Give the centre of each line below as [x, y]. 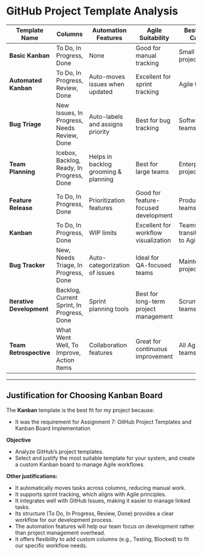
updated [101, 92]
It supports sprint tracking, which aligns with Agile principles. [90, 494]
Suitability [154, 37]
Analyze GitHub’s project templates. [59, 451]
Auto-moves [107, 77]
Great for [148, 341]
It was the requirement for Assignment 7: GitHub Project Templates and [103, 422]
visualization [153, 240]
